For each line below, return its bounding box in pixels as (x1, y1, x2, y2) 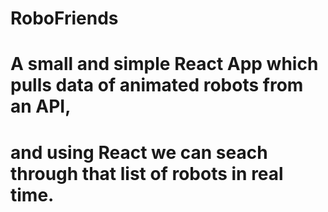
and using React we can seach (10, 141, 268, 164)
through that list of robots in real (10, 162, 284, 185)
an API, (10, 95, 72, 118)
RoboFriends (10, 7, 119, 30)
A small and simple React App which (10, 53, 319, 76)
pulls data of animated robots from (10, 74, 304, 97)
